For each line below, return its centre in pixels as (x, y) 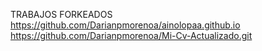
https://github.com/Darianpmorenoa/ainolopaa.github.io (125, 25)
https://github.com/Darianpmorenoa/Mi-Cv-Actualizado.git (131, 35)
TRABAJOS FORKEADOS (61, 14)
